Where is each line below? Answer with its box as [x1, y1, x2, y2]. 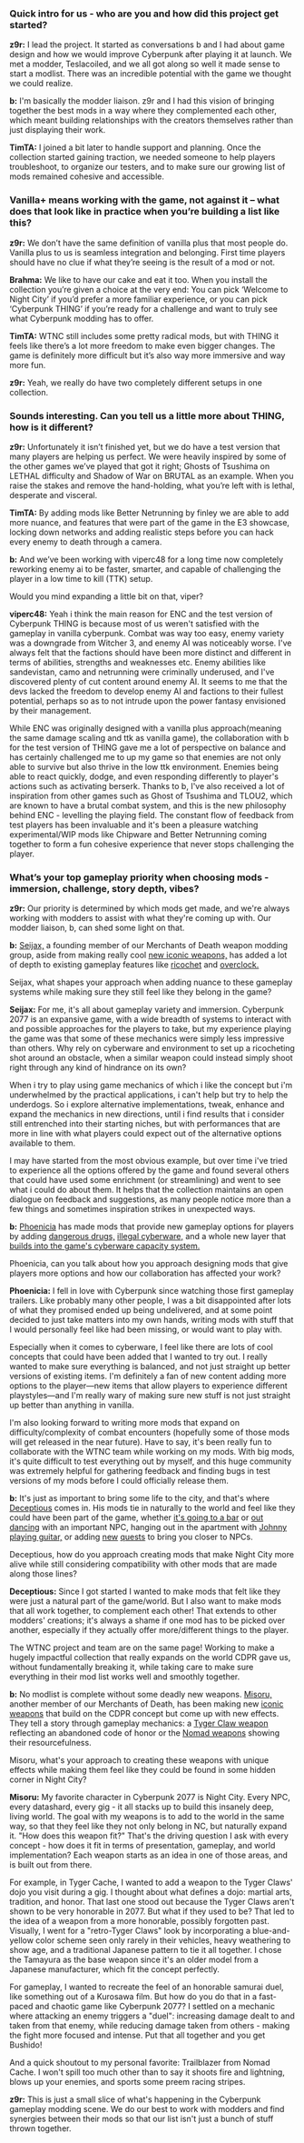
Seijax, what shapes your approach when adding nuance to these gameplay [9, 976, 293, 988]
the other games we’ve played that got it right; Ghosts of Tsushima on [9, 460, 270, 471]
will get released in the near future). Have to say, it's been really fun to [9, 1437, 272, 1447]
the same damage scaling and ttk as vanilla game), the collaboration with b [9, 732, 289, 743]
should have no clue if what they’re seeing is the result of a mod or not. [9, 256, 275, 267]
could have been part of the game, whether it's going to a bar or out [9, 1512, 264, 1523]
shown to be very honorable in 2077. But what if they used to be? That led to [9, 1906, 295, 1917]
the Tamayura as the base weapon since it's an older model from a [9, 1954, 259, 1966]
